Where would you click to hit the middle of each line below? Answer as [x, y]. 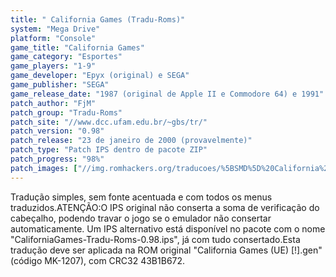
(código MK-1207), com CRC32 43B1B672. [98, 260]
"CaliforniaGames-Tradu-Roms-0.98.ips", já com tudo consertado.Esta [155, 239]
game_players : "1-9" [53, 66]
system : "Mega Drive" [55, 29]
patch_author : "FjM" [53, 103]
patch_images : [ [44, 168]
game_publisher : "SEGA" [60, 85]
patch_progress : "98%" [57, 159]
